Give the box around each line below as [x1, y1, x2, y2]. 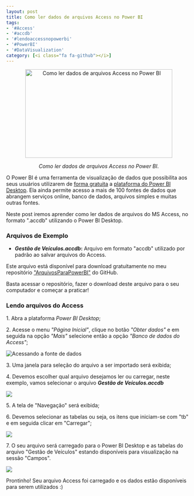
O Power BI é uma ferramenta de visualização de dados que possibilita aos [6, 174, 188, 181]
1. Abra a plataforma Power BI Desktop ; [6, 315, 101, 322]
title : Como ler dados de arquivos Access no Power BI [6, 14, 143, 20]
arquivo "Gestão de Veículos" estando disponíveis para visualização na [6, 448, 179, 455]
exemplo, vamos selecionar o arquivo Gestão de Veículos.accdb [6, 379, 164, 387]
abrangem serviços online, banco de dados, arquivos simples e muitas [6, 192, 178, 200]
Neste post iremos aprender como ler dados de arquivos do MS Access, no [6, 210, 189, 217]
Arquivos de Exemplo [6, 231, 69, 240]
